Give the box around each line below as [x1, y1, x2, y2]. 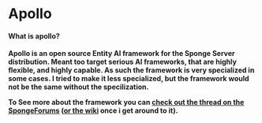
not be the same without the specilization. [8, 82, 149, 91]
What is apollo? [8, 31, 61, 40]
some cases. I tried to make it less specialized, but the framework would [8, 74, 250, 84]
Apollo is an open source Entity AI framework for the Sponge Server [8, 49, 235, 58]
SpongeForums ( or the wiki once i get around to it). [8, 106, 178, 115]
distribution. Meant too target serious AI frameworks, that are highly [8, 57, 237, 67]
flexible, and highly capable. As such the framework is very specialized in [8, 65, 255, 75]
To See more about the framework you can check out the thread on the [8, 98, 245, 107]
